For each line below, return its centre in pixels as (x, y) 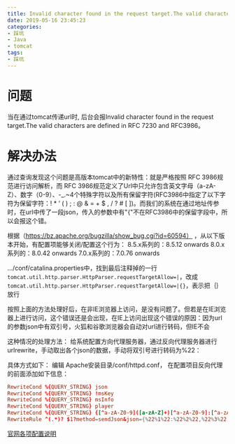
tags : (15, 53)
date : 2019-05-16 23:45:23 (47, 20)
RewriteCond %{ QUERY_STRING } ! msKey (60, 393)
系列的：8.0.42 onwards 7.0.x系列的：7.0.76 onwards (84, 253)
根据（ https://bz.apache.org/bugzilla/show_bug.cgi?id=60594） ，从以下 (113, 236)
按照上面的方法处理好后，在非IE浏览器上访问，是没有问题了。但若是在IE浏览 (117, 309)
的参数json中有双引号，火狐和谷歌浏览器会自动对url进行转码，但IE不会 (108, 327)
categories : (24, 27)
